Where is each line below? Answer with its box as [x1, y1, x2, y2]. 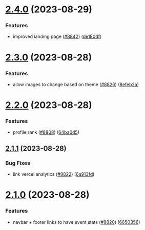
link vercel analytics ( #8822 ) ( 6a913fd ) [12, 171, 95, 177]
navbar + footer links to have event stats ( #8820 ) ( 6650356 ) [12, 219, 140, 225]
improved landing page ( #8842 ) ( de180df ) [12, 33, 102, 39]
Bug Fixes [5, 159, 31, 166]
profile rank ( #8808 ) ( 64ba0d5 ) [12, 129, 79, 135]
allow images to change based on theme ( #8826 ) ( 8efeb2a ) [12, 81, 139, 88]
